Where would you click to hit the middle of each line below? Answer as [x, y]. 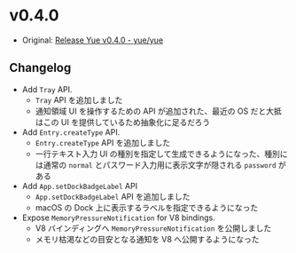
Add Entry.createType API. [71, 132]
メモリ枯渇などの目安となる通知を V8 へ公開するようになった [147, 239]
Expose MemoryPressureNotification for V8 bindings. [118, 217]
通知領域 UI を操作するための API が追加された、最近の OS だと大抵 [158, 111]
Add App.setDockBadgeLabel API [80, 186]
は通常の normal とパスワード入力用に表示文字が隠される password [156, 164]
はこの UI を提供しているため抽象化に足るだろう [123, 122]
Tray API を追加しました [79, 99]
